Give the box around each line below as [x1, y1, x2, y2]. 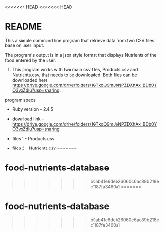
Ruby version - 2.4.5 [12, 106, 54, 112]
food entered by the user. [5, 57, 56, 63]
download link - [12, 116, 44, 122]
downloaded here [12, 77, 48, 83]
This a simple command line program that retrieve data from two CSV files [5, 37, 155, 43]
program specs [5, 97, 36, 103]
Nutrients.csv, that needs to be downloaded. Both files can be [12, 72, 137, 78]
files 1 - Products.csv [12, 135, 55, 141]
